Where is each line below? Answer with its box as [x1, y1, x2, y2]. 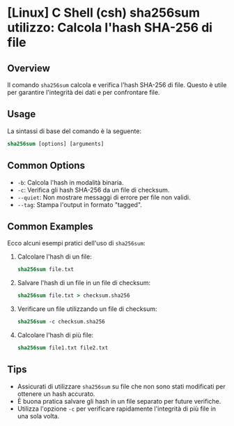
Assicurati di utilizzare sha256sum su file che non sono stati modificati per [17, 382, 226, 390]
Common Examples [7, 220, 94, 232]
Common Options [7, 160, 86, 172]
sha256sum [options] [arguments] [7, 140, 104, 147]
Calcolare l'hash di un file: [17, 252, 92, 261]
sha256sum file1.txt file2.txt [17, 344, 109, 351]
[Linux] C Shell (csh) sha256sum [7, 5, 201, 21]
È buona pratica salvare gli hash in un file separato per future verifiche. [17, 397, 221, 405]
